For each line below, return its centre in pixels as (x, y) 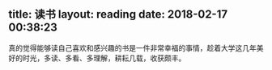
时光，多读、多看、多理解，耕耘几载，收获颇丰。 (104, 58)
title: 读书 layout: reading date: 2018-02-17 (118, 14)
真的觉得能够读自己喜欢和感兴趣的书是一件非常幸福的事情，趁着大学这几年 (132, 47)
